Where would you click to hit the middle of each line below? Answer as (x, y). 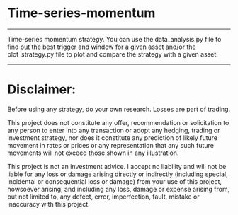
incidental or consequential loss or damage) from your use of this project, (114, 181)
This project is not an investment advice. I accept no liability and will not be (117, 166)
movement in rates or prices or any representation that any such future (111, 145)
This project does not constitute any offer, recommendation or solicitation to (118, 122)
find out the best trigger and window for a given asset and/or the (102, 47)
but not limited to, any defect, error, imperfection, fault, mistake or (103, 197)
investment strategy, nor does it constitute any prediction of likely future (113, 138)
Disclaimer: (42, 89)
